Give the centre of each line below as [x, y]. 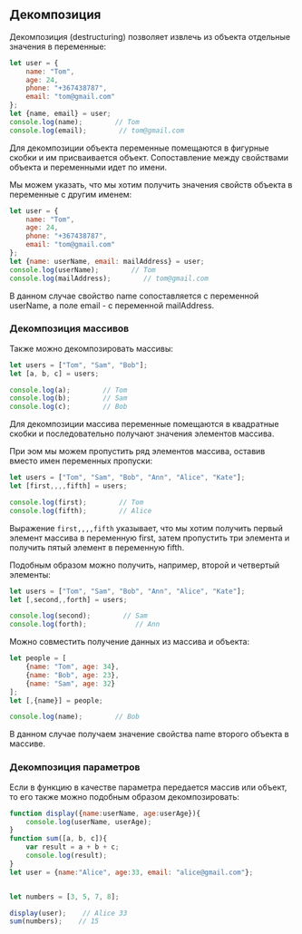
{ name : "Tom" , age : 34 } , [73, 667]
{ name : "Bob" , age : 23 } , [73, 675]
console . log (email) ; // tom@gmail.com [97, 131]
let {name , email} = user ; [60, 114]
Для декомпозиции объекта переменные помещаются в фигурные [139, 148]
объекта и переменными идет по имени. [88, 167]
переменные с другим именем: [71, 194]
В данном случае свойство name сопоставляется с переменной [134, 296]
